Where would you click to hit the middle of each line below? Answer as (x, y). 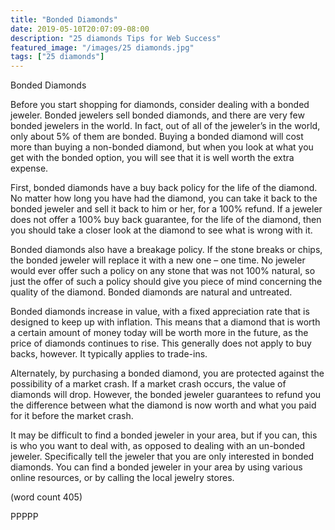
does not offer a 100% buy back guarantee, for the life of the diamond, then (166, 220)
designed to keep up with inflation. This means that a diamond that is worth (165, 322)
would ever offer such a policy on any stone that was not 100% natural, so (163, 271)
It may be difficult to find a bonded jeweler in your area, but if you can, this (164, 435)
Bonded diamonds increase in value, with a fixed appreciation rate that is (160, 312)
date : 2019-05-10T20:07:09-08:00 (80, 29)
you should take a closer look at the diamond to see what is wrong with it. (161, 230)
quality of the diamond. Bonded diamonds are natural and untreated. (151, 292)
